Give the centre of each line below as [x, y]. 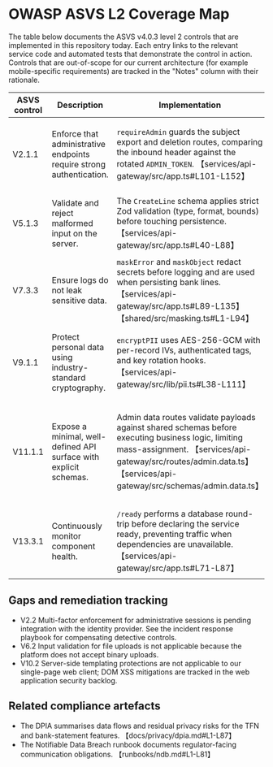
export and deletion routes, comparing [190, 141]
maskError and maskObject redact [179, 262]
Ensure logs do [80, 279]
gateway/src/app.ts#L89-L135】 [180, 305]
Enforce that [75, 133]
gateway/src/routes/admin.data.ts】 [185, 461]
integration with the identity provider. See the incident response [127, 628]
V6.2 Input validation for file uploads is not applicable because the [131, 646]
